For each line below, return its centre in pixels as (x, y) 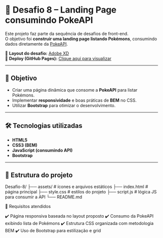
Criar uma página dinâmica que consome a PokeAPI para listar (75, 90)
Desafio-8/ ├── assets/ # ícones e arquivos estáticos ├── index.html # (77, 187)
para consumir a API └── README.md (44, 197)
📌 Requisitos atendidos (28, 206)
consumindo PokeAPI (49, 20)
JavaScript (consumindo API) (42, 150)
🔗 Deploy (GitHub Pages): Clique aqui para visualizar (58, 58)
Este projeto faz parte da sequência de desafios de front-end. (67, 33)
